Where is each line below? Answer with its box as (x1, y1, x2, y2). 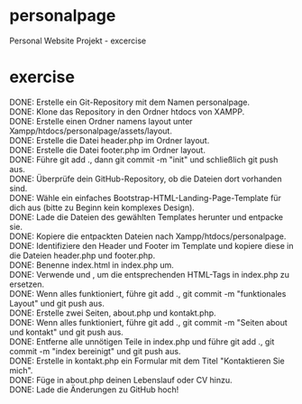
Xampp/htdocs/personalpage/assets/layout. (9, 125, 173, 136)
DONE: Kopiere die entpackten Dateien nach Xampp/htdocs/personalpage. (9, 231, 287, 242)
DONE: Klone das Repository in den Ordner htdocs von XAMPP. (9, 106, 245, 117)
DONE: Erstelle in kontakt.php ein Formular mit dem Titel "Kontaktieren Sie (9, 355, 286, 366)
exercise (9, 67, 75, 87)
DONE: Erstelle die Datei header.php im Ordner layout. (9, 134, 210, 145)
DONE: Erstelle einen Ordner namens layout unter (9, 115, 193, 126)
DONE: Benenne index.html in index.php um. (9, 259, 174, 271)
